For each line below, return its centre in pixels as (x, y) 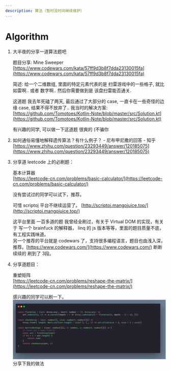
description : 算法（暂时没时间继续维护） (45, 11)
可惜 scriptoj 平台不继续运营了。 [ (48, 205)
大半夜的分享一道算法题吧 (39, 52)
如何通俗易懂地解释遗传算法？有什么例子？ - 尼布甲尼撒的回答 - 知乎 (84, 140)
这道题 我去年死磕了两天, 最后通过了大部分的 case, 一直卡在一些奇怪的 (86, 101)
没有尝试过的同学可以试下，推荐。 (48, 194)
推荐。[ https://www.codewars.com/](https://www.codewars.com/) (82, 247)
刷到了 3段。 (41, 253)
